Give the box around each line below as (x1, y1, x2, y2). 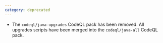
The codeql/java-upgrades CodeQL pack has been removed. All (12, 21, 144, 27)
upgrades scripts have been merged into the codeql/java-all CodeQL (12, 26, 158, 33)
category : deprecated (5, 7, 50, 13)
